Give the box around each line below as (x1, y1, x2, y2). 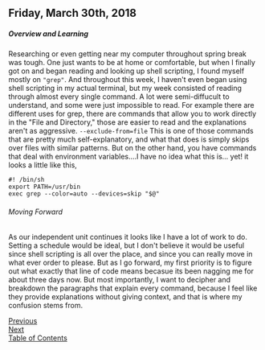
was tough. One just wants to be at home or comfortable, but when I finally (8, 58, 255, 68)
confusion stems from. (8, 300, 84, 310)
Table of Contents (8, 333, 68, 343)
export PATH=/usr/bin (8, 183, 81, 191)
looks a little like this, (8, 160, 78, 170)
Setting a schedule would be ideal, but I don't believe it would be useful (8, 241, 245, 250)
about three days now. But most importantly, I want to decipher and (8, 274, 231, 284)
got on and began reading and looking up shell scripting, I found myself (8, 66, 245, 76)
